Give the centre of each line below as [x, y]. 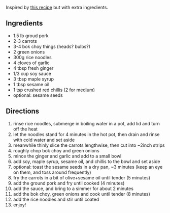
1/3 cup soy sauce [32, 73]
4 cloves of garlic [31, 63]
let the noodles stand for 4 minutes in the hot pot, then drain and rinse [86, 134]
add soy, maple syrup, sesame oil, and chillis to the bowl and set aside [87, 161]
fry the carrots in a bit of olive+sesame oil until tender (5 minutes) [82, 177]
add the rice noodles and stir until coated [56, 199]
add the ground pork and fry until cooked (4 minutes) [69, 183]
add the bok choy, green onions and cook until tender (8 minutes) [81, 194]
